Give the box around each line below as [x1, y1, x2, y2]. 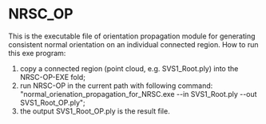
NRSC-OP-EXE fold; [19, 72, 86, 82]
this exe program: [8, 48, 66, 58]
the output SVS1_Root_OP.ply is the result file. [19, 106, 170, 116]
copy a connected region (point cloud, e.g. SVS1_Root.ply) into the [19, 63, 239, 73]
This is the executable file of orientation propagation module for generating [8, 31, 256, 41]
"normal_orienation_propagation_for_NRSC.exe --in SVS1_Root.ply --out [19, 89, 257, 98]
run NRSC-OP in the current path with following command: [19, 81, 213, 90]
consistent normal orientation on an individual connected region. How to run [8, 39, 259, 49]
